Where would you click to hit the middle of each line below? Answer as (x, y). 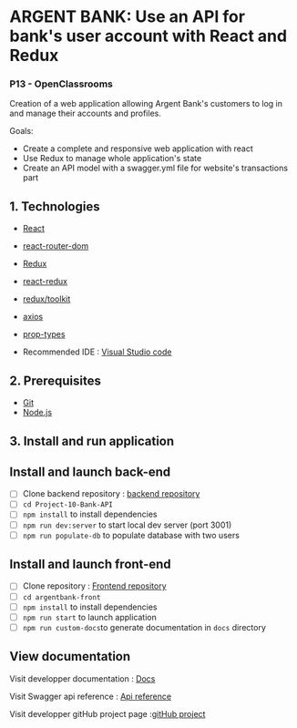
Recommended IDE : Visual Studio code (97, 352)
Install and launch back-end (90, 472)
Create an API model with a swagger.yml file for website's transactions (155, 168)
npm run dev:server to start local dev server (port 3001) (127, 525)
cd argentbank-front (61, 597)
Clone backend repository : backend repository (111, 494)
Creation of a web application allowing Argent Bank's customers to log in (146, 104)
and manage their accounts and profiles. (85, 113)
